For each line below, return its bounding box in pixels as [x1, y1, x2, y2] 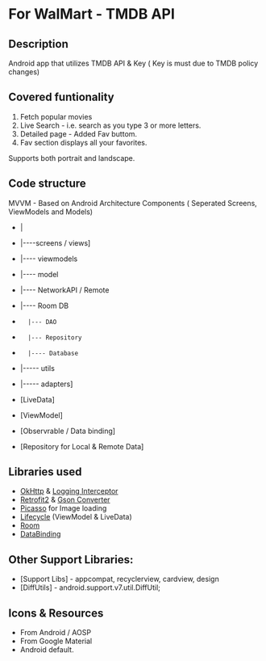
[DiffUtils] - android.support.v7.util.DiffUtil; [19, 583, 161, 592]
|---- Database [27, 349, 79, 357]
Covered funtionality [8, 91, 114, 104]
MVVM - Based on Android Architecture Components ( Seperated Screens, [8, 198, 258, 208]
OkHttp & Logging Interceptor [19, 486, 118, 496]
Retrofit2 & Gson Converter [19, 495, 110, 505]
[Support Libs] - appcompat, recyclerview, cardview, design [19, 575, 219, 584]
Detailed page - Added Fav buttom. [19, 128, 138, 138]
